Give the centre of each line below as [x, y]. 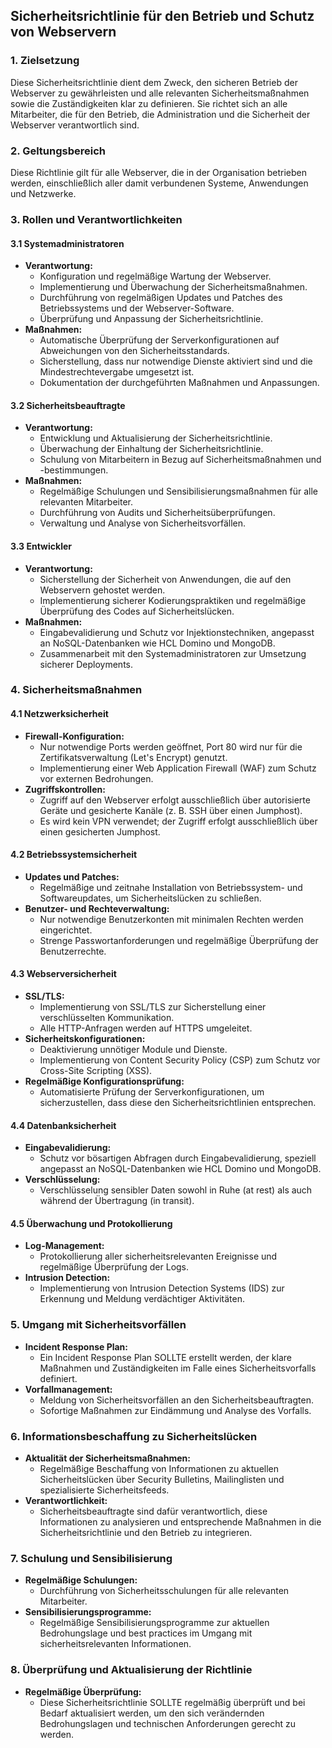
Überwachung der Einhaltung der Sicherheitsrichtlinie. [151, 449]
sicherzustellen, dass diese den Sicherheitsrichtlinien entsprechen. [178, 1103]
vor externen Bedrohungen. [96, 778]
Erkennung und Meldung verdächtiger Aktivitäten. [142, 1299]
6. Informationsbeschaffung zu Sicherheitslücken [134, 1436]
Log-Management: [64, 1246]
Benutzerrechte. [73, 951]
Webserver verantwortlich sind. [75, 125]
